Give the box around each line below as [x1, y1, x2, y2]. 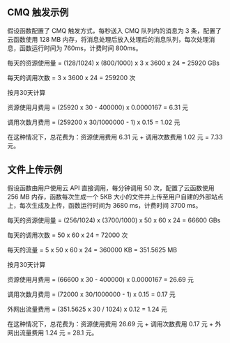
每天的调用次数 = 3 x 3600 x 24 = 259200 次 [7, 73, 136, 82]
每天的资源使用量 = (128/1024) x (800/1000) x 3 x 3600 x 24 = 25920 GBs [7, 59, 220, 67]
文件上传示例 [7, 164, 63, 176]
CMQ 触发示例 [7, 6, 69, 19]
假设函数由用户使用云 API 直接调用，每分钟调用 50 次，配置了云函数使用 [7, 183, 215, 192]
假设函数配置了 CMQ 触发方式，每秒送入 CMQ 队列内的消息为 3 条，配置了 [7, 26, 222, 35]
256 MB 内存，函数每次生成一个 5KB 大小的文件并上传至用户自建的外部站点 [7, 192, 224, 201]
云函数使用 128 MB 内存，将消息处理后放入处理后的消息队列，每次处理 [7, 35, 209, 43]
